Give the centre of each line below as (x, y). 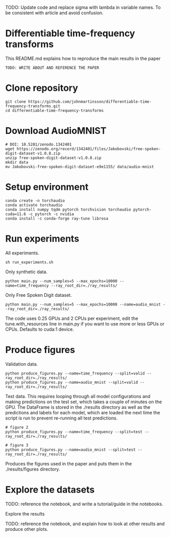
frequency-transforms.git (33, 106)
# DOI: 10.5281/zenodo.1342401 (39, 144)
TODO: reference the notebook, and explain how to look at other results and (85, 524)
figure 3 (19, 445)
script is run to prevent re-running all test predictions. (62, 418)
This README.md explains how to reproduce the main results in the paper (83, 58)
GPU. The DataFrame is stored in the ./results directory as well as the (78, 407)
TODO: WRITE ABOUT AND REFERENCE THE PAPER (52, 68)
